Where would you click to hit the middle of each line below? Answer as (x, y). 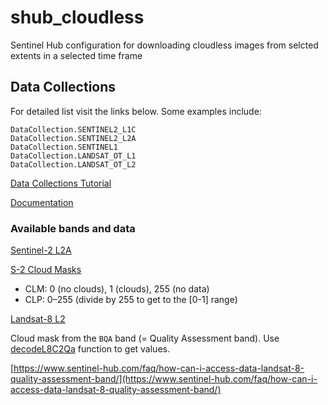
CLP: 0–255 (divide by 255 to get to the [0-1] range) (131, 300)
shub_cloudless (77, 17)
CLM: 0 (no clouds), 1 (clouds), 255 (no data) (117, 289)
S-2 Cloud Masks (46, 270)
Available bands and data (73, 228)
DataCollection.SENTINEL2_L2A (73, 138)
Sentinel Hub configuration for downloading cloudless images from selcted (164, 45)
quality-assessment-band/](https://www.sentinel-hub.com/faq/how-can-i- (164, 379)
